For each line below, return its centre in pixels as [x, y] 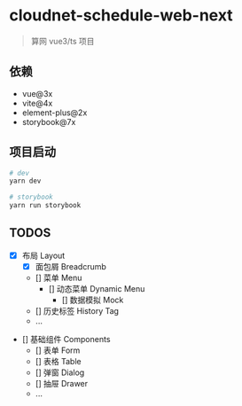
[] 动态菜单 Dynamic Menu [97, 289]
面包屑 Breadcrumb [70, 266]
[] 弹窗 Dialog [60, 372]
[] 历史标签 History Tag [77, 311]
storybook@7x [49, 121]
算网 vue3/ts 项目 [62, 41]
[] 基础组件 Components [66, 339]
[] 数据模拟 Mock [93, 300]
